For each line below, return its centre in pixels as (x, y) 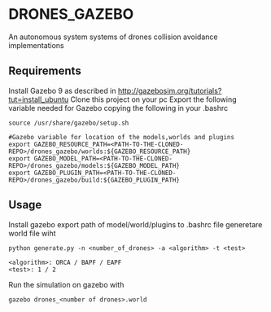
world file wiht (32, 233)
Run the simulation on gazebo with (66, 284)
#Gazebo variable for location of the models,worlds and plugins (121, 137)
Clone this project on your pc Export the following (154, 99)
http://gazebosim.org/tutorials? (170, 90)
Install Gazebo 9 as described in (62, 90)
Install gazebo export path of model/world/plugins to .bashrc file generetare (135, 224)
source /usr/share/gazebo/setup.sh (69, 123)
